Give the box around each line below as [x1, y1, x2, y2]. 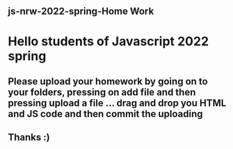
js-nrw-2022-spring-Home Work [8, 6, 154, 17]
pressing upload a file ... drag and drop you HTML [8, 97, 227, 109]
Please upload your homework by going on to [8, 76, 208, 87]
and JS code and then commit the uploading [8, 107, 204, 120]
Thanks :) [8, 132, 51, 143]
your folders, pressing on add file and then [8, 86, 196, 98]
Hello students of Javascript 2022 [8, 33, 209, 49]
